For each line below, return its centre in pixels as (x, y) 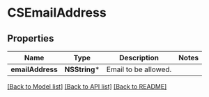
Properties (31, 38)
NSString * (82, 69)
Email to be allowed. (139, 69)
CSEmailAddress (57, 13)
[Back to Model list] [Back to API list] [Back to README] (87, 87)
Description (139, 58)
